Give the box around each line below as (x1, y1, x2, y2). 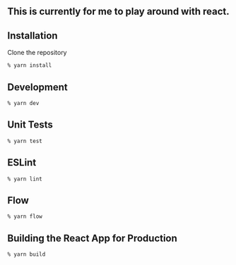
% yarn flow (7, 213, 42, 221)
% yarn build (7, 251, 46, 258)
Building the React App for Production (7, 232, 178, 244)
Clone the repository (7, 49, 67, 57)
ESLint (7, 156, 37, 168)
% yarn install (7, 62, 52, 69)
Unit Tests (7, 119, 53, 131)
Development (7, 81, 69, 93)
